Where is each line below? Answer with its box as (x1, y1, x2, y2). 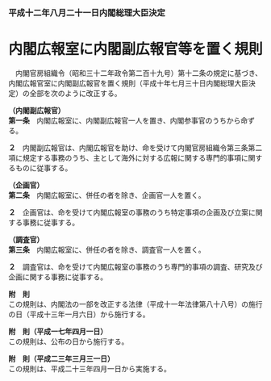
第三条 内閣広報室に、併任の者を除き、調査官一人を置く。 (8, 245, 206, 254)
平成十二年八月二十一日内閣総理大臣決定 (8, 6, 165, 18)
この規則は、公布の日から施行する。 (8, 337, 129, 346)
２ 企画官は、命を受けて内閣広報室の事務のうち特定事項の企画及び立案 (8, 207, 248, 217)
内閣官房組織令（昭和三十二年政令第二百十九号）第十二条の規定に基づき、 (15, 68, 263, 77)
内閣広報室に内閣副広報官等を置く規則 (8, 40, 264, 58)
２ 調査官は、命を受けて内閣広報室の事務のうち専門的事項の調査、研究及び (8, 262, 263, 271)
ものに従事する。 (15, 163, 73, 173)
